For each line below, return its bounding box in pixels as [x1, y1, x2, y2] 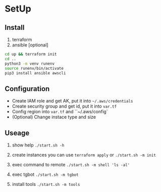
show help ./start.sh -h [12, 142, 65, 148]
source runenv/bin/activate [5, 66, 64, 71]
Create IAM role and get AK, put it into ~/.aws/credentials [12, 98, 133, 104]
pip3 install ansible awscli [5, 70, 66, 76]
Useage [5, 128, 30, 137]
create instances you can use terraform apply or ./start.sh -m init [12, 152, 156, 158]
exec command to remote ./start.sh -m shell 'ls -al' [12, 162, 130, 167]
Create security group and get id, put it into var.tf [12, 103, 117, 109]
